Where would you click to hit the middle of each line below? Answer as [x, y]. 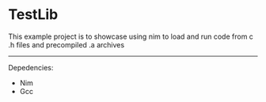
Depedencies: [31, 67]
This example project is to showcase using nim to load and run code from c [131, 36]
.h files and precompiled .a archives [66, 44]
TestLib [33, 15]
